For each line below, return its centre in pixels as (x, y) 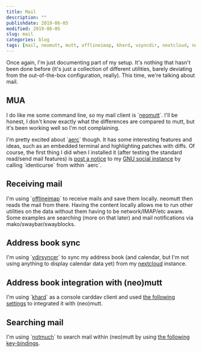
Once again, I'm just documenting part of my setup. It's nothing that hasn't (98, 62)
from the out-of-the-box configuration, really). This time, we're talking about (101, 75)
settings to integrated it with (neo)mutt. (55, 304)
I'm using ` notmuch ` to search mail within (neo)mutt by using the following (98, 337)
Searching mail (35, 322)
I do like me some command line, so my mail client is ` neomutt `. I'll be (92, 115)
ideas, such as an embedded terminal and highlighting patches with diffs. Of (101, 146)
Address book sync (43, 243)
